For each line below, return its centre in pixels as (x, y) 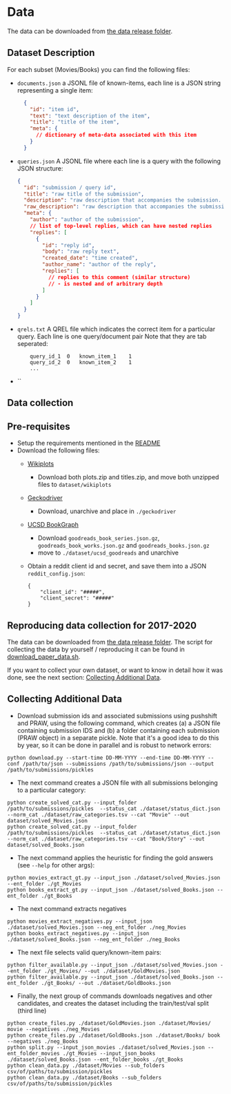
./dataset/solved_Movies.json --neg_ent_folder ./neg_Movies (97, 927)
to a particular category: (51, 790)
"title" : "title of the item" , (75, 122)
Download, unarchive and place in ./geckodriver (107, 511)
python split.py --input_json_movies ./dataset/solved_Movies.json (106, 1047)
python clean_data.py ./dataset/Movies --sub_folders (86, 1065)
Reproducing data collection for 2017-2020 (102, 625)
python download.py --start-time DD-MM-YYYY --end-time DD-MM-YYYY (106, 758)
